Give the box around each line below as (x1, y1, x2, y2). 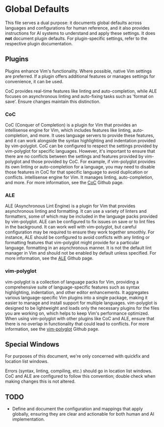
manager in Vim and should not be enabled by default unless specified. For (5, 250, 157, 256)
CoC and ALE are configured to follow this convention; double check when (5, 373, 156, 379)
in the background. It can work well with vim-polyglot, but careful (5, 224, 137, 230)
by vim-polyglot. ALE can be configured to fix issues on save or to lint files (5, 219, 155, 225)
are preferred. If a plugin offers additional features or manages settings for (5, 73, 155, 79)
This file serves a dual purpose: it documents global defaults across (5, 20, 142, 26)
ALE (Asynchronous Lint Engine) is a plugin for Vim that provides (5, 203, 136, 209)
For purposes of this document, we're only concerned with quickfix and (5, 353, 150, 359)
